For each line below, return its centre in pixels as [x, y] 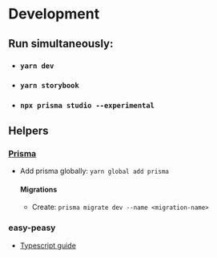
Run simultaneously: [61, 44]
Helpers [28, 130]
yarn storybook [50, 86]
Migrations [38, 189]
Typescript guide [48, 245]
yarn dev [37, 66]
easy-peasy [32, 228]
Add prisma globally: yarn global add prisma [94, 171]
